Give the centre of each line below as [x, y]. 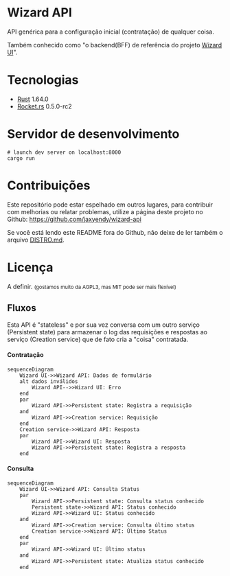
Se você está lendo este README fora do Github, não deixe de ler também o [115, 232]
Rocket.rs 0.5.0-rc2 [44, 106]
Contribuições [49, 185]
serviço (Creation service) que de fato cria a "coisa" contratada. [98, 339]
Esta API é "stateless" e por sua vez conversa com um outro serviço [104, 325]
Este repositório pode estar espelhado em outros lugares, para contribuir [110, 205]
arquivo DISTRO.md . [36, 240]
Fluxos [22, 308]
